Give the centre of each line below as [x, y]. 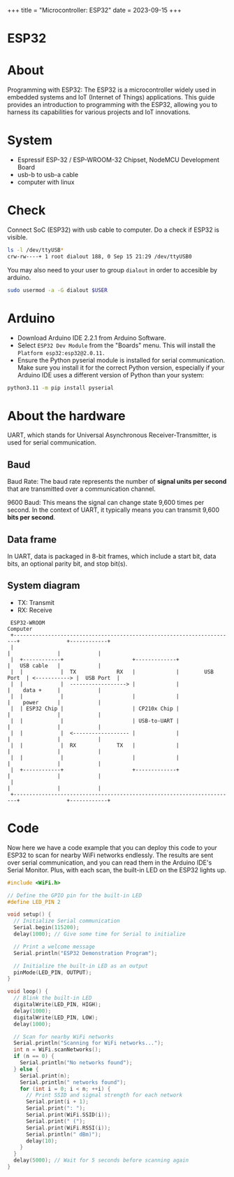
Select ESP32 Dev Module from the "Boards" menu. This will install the [116, 345]
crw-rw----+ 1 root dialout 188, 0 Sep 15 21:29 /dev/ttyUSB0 [100, 256]
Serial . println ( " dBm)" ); [63, 1134]
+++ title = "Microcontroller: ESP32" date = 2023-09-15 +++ [94, 10]
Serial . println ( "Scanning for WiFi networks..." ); [89, 1043]
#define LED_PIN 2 [34, 902]
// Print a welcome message [54, 947]
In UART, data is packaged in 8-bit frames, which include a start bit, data [112, 556]
